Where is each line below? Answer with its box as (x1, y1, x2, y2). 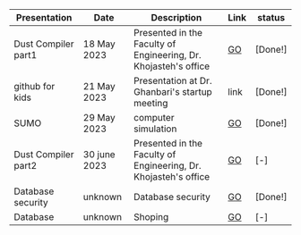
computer (133, 112, 175, 123)
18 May (82, 38, 116, 50)
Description (150, 12, 202, 23)
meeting (133, 97, 168, 109)
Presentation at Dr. (133, 75, 212, 87)
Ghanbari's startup (133, 86, 212, 97)
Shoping (133, 211, 169, 222)
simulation (133, 122, 177, 135)
